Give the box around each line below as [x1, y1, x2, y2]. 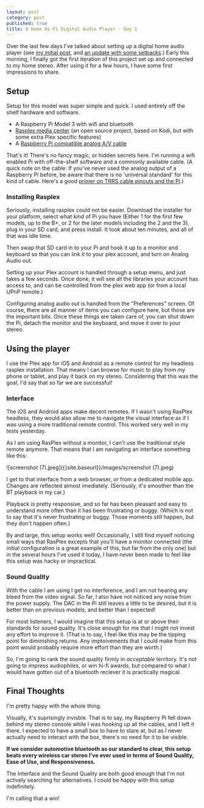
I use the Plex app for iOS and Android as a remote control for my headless [6, 360, 194, 367]
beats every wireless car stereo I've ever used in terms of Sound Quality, [6, 751, 194, 759]
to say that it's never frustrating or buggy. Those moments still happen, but [6, 514, 194, 521]
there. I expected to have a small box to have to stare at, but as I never [6, 726, 183, 734]
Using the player [6, 343, 70, 353]
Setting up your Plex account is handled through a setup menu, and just [6, 269, 186, 276]
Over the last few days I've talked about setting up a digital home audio [6, 43, 185, 50]
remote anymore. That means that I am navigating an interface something [6, 445, 191, 453]
